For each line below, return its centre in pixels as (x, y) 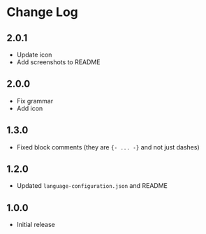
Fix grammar (35, 101)
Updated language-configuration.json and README (92, 186)
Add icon (30, 108)
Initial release (36, 225)
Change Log (42, 12)
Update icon (34, 54)
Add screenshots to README (58, 62)
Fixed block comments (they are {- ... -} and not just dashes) (108, 147)
